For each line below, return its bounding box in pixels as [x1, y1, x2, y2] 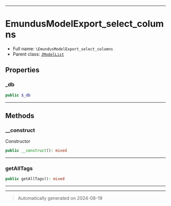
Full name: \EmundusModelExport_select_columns [12, 45, 113, 51]
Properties [5, 66, 40, 74]
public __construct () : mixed [5, 148, 67, 153]
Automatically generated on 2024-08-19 [17, 195, 103, 201]
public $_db [5, 93, 31, 98]
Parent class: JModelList [12, 51, 65, 57]
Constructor [5, 138, 31, 144]
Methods [5, 111, 35, 120]
